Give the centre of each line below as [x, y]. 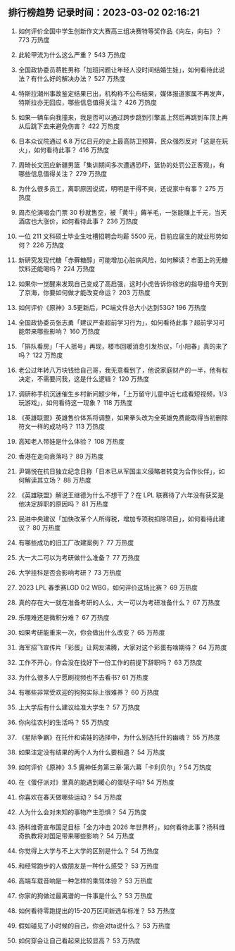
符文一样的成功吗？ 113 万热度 [61, 426]
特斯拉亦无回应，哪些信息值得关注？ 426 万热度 [87, 102]
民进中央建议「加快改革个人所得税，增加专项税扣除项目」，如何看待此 [118, 518]
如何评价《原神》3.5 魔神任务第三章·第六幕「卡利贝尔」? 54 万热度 [115, 767]
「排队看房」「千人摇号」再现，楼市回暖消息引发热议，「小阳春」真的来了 [123, 346]
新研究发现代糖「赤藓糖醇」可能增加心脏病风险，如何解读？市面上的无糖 [123, 260]
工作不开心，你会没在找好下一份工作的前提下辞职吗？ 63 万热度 [110, 662]
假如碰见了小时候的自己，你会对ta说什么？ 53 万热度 [94, 926]
